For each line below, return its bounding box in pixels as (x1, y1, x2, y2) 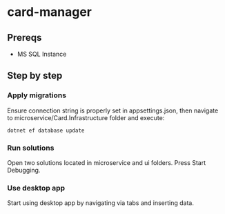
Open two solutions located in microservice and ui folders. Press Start (7, 158, 206, 166)
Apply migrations (7, 90, 67, 100)
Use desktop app (7, 183, 66, 193)
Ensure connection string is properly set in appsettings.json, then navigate (7, 106, 219, 115)
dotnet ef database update (7, 127, 85, 134)
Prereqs (7, 32, 42, 43)
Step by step (7, 70, 63, 81)
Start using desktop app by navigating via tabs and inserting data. (7, 199, 195, 207)
